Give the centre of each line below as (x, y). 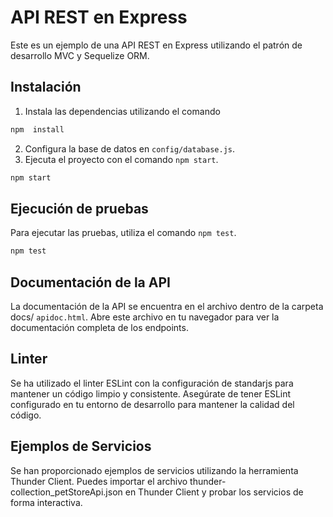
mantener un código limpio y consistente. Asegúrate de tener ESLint (151, 393)
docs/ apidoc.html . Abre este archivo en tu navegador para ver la (145, 317)
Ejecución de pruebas (79, 208)
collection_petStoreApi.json (66, 492)
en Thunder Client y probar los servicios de (214, 492)
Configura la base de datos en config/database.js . (129, 148)
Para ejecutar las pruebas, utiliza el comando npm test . (123, 233)
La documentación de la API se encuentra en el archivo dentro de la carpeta (167, 306)
